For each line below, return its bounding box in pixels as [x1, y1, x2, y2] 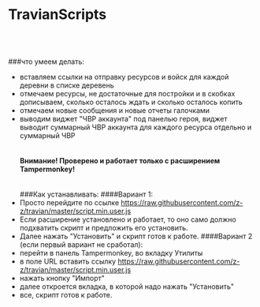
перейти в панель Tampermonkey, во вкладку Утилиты [19, 248, 203, 257]
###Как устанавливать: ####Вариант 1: [19, 189, 154, 199]
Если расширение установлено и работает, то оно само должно [19, 215, 236, 224]
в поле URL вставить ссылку [19, 256, 117, 266]
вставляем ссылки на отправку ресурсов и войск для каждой [19, 72, 229, 81]
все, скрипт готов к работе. [19, 290, 113, 299]
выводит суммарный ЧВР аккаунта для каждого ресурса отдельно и [19, 122, 252, 132]
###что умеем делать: [8, 57, 85, 66]
